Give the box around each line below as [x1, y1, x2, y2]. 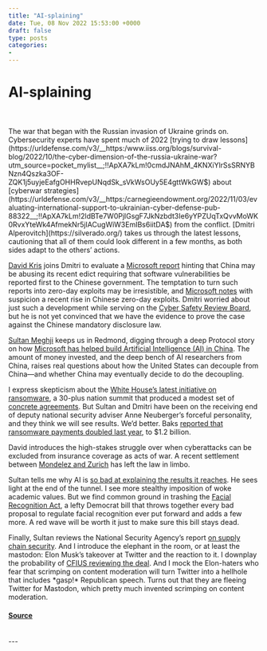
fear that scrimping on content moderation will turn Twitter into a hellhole [8, 566, 248, 576]
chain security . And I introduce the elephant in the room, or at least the [8, 541, 241, 550]
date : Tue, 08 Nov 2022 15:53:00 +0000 [8, 19, 141, 27]
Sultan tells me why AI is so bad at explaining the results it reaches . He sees [8, 475, 258, 484]
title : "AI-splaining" [8, 11, 84, 20]
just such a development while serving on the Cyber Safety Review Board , [8, 302, 252, 312]
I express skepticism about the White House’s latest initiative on [8, 385, 217, 394]
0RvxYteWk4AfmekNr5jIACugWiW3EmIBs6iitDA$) [8, 219, 173, 229]
